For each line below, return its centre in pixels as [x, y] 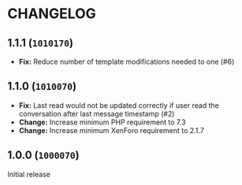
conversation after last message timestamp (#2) [97, 113]
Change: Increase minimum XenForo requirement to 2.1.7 [111, 130]
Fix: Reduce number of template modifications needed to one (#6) [127, 61]
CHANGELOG [52, 14]
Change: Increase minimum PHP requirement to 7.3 [102, 122]
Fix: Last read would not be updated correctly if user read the [119, 105]
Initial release [29, 174]
